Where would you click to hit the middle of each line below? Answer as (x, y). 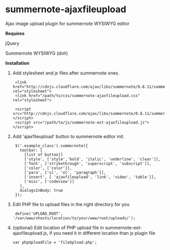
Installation (17, 63)
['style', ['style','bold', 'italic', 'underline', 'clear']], (92, 159)
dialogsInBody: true (41, 190)
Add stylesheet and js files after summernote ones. (66, 73)
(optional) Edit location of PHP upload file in (58, 228)
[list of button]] (44, 155)
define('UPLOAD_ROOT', (39, 214)
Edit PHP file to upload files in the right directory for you (71, 204)
